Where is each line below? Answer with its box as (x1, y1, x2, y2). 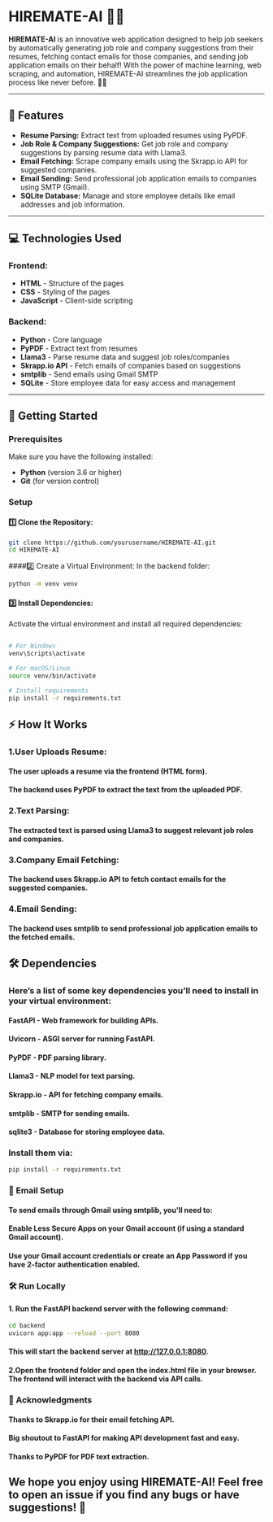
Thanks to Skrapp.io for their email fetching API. (8, 1415, 175, 1424)
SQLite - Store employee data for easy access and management (19, 377, 236, 387)
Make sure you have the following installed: (8, 451, 154, 462)
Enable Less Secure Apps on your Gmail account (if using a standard (8, 1223, 245, 1233)
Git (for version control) (19, 476, 100, 486)
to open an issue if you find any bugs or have (8, 1488, 240, 1502)
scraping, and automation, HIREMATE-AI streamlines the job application (8, 68, 248, 78)
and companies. (8, 834, 65, 844)
